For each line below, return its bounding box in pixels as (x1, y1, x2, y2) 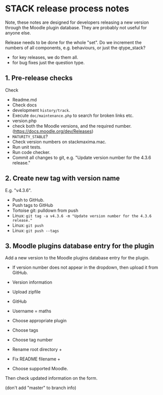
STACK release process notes (5, 3, 130, 14)
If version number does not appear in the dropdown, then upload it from (12, 264, 159, 270)
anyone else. (5, 30, 31, 36)
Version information (12, 279, 53, 285)
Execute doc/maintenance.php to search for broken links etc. (12, 112, 134, 118)
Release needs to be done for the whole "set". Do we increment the (5, 39, 142, 45)
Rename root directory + (12, 346, 63, 352)
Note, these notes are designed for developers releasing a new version (5, 19, 149, 25)
